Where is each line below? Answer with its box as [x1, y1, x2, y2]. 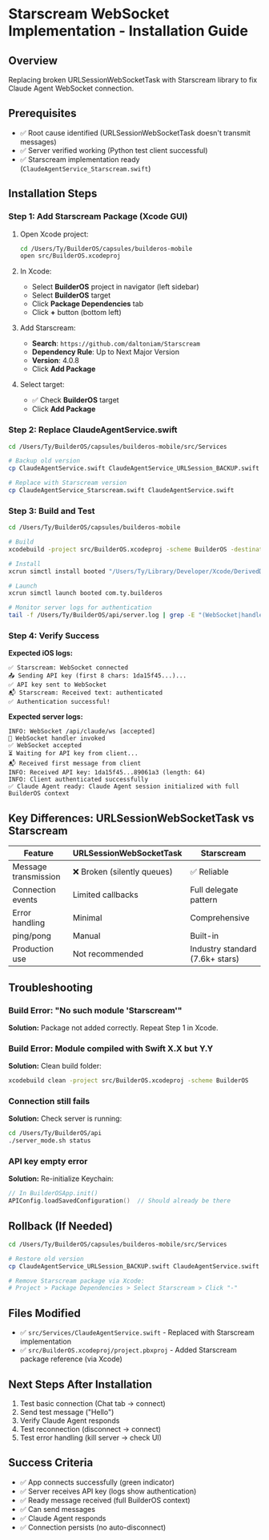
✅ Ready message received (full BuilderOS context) [19, 1495, 191, 1505]
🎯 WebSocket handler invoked [8, 734, 106, 742]
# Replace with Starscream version [8, 479, 127, 487]
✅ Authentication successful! [8, 698, 110, 706]
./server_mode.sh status [8, 1137, 91, 1145]
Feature [23, 847, 54, 859]
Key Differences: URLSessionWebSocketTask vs [8, 811, 255, 825]
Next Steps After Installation [8, 1377, 153, 1391]
